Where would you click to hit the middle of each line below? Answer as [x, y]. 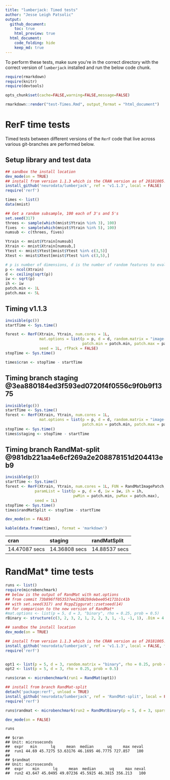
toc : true [25, 29]
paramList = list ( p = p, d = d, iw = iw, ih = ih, [89, 491]
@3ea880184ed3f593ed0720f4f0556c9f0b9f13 [84, 386]
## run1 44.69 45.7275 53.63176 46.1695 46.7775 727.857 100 [74, 751]
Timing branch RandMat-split [53, 450]
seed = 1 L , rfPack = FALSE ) [69, 348]
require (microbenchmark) [31, 590]
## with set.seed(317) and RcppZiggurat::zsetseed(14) [64, 604]
